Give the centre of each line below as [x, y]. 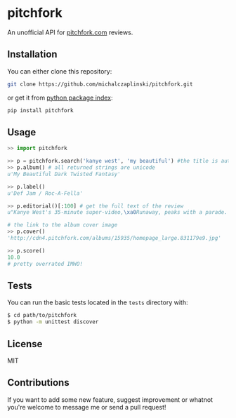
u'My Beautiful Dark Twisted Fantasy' [64, 174]
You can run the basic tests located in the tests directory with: [98, 302]
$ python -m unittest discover [53, 322]
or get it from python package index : [60, 97]
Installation [32, 54]
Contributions [38, 383]
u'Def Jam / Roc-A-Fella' [45, 193]
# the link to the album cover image [63, 225]
